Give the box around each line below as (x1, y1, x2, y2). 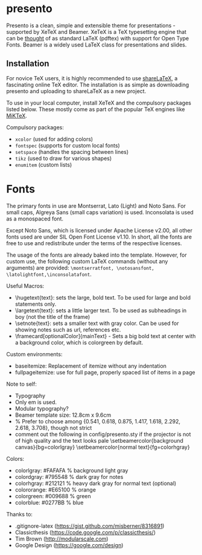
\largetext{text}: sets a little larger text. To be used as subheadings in (14, 307, 187, 314)
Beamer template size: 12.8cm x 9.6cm (14, 411, 112, 419)
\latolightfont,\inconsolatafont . (6, 271, 92, 278)
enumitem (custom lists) (14, 161, 72, 168)
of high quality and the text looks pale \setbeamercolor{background (14, 437, 184, 444)
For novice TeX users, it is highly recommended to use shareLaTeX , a (6, 74, 178, 82)
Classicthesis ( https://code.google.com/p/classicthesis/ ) (14, 528, 156, 536)
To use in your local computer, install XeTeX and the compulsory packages (6, 99, 192, 106)
